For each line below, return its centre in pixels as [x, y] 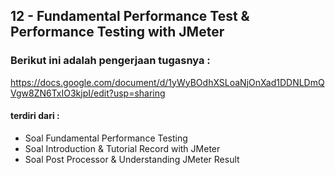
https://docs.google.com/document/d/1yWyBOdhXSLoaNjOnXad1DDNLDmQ [167, 82]
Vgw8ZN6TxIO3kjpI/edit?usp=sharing [88, 93]
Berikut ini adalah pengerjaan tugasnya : [110, 61]
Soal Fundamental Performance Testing [106, 138]
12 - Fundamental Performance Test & [130, 16]
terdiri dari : [35, 116]
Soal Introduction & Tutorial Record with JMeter [122, 148]
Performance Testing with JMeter [117, 32]
